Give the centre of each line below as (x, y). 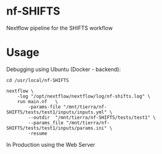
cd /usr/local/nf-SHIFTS (38, 80)
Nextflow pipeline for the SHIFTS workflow (60, 28)
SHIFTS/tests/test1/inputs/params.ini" (57, 128)
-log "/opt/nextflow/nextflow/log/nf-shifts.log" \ (84, 96)
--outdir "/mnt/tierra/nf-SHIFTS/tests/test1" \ (92, 117)
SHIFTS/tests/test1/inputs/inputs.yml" (57, 112)
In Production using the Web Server (51, 144)
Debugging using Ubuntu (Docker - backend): (64, 69)
